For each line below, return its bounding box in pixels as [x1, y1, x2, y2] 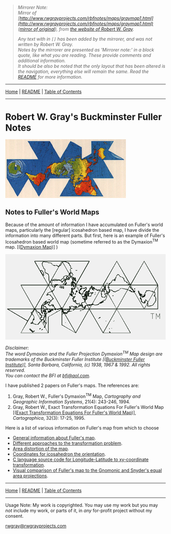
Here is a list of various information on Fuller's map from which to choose [5, 425, 159, 431]
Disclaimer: [5, 345, 29, 351]
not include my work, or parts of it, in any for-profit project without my [5, 507, 153, 514]
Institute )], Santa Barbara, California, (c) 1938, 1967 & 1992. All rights [5, 362, 151, 368]
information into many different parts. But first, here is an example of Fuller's [5, 232, 165, 238]
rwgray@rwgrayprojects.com [5, 523, 67, 529]
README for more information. [17, 74, 83, 80]
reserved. [5, 367, 25, 373]
